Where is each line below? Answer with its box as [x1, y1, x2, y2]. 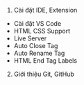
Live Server [13, 34, 47, 42]
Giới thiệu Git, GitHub [13, 70, 74, 78]
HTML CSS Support [13, 27, 71, 35]
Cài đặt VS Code [13, 20, 62, 27]
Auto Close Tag [13, 42, 58, 49]
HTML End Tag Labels [13, 56, 78, 65]
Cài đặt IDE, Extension [13, 6, 78, 14]
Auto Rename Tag [13, 49, 65, 57]
